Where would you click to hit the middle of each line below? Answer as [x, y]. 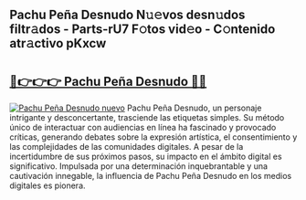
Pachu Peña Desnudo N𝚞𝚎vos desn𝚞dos [127, 15]
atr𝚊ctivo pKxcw [58, 43]
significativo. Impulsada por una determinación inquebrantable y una [138, 166]
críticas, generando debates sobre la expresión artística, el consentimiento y [153, 137]
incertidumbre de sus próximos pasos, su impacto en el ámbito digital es [146, 156]
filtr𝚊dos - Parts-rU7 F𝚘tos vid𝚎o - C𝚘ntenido [142, 30]
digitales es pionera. [47, 185]
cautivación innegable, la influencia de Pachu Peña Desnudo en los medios [151, 176]
